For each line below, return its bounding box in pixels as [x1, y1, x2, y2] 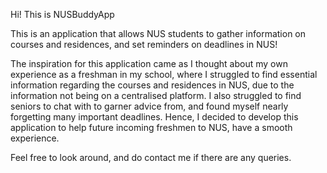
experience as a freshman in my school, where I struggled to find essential [10, 69, 318, 80]
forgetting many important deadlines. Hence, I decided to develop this [10, 111, 299, 123]
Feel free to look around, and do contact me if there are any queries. [10, 152, 292, 163]
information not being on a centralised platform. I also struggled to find [10, 90, 302, 101]
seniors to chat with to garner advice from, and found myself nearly [10, 100, 289, 112]
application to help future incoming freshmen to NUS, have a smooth [10, 122, 293, 133]
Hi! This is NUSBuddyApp [10, 9, 115, 20]
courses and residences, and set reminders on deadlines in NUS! [10, 39, 278, 50]
